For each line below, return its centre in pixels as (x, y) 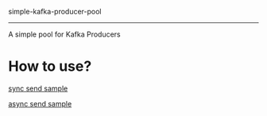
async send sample (40, 103)
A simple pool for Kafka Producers (64, 34)
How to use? (50, 66)
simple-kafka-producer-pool (55, 12)
